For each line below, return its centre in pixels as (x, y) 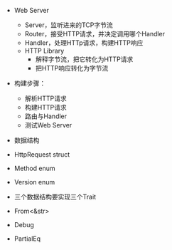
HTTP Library (44, 51)
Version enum (34, 182)
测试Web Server (48, 125)
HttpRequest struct (42, 155)
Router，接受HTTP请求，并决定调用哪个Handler (95, 34)
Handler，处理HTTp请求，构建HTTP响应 (84, 43)
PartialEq (27, 239)
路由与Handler (46, 116)
